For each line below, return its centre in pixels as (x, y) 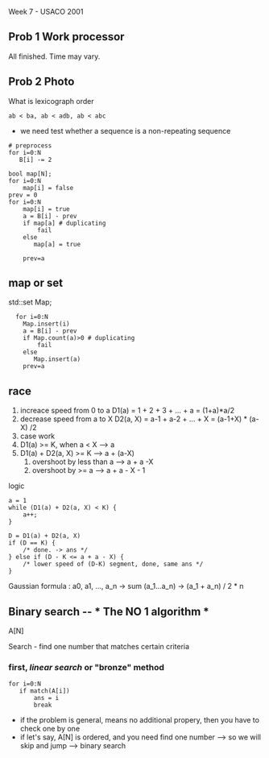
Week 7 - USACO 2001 (46, 12)
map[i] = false (48, 188)
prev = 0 (23, 195)
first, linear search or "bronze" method (87, 667)
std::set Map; (30, 302)
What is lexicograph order (51, 101)
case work (37, 436)
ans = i (46, 698)
